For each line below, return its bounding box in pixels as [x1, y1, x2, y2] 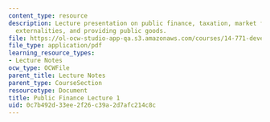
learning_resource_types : [8, 49, 95, 57]
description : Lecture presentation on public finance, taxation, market [8, 19, 257, 27]
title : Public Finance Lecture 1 [8, 94, 121, 102]
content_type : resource [8, 11, 88, 20]
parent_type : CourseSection [8, 79, 103, 87]
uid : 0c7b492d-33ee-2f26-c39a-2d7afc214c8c [8, 101, 157, 109]
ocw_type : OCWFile [8, 64, 70, 72]
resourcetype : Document [8, 86, 88, 95]
